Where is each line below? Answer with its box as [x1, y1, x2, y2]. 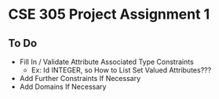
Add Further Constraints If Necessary [19, 74, 141, 83]
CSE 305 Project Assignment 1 [8, 5, 210, 23]
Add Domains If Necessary [19, 82, 107, 91]
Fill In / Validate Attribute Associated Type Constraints [19, 57, 194, 66]
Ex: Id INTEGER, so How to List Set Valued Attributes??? [31, 65, 212, 75]
